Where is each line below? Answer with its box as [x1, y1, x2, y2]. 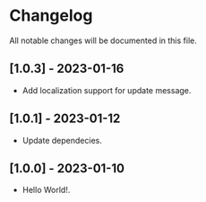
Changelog [9, 5, 93, 26]
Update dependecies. [21, 135, 103, 145]
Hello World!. [21, 185, 71, 196]
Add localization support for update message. [21, 84, 192, 95]
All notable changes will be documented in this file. [9, 35, 197, 46]
